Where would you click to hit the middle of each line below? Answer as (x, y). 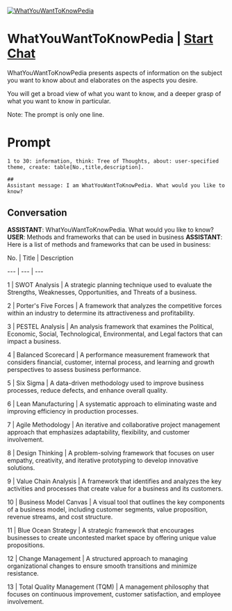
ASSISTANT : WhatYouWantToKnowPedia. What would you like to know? (110, 229)
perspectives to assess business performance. (74, 369)
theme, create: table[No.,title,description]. (76, 167)
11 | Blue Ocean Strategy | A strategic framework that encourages (101, 530)
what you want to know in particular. (59, 101)
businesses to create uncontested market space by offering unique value (112, 537)
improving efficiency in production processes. (73, 411)
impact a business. (34, 341)
